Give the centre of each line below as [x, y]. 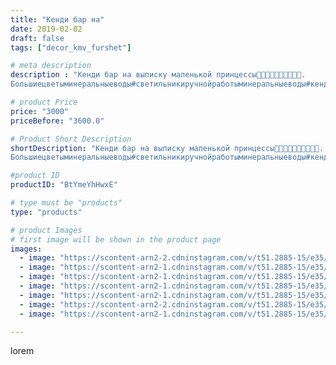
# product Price [44, 102]
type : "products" [46, 212]
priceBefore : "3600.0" [57, 121]
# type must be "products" [66, 203]
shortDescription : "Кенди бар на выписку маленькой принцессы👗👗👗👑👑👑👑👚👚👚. [167, 148]
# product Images [46, 230]
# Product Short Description [71, 139]
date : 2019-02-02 [46, 29]
